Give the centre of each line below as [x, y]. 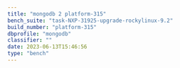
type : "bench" [28, 54]
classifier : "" [30, 40]
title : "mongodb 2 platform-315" [57, 14]
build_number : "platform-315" [52, 27]
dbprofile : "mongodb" [39, 34]
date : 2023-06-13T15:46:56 [47, 47]
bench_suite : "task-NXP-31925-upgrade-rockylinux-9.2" [90, 21]
